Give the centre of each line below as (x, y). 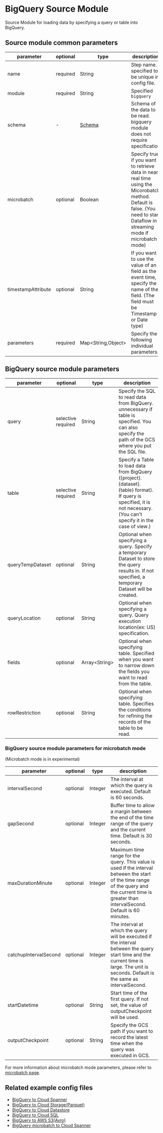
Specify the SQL (137, 391)
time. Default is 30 (131, 835)
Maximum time (127, 849)
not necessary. (136, 508)
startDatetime (23, 1005)
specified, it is (134, 502)
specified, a (132, 576)
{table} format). (136, 490)
